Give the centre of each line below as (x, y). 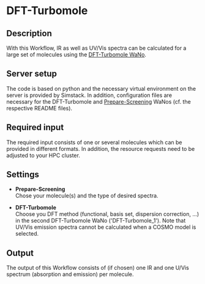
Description (29, 33)
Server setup (32, 74)
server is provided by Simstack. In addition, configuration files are (89, 95)
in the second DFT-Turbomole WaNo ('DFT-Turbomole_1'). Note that (100, 221)
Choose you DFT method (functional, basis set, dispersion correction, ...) (107, 214)
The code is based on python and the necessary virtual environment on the (101, 88)
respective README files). (39, 108)
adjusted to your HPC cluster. (43, 155)
